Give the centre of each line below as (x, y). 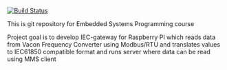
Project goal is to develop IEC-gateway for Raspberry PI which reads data (111, 37)
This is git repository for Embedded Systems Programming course (101, 24)
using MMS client (32, 59)
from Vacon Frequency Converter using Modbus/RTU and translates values (114, 44)
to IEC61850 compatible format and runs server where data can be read (109, 52)
